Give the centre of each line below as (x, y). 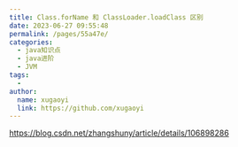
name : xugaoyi (43, 100)
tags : (19, 75)
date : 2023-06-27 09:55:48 (59, 26)
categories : (31, 42)
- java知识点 (39, 50)
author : (23, 91)
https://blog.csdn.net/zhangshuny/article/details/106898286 (119, 133)
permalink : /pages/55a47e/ (59, 34)
